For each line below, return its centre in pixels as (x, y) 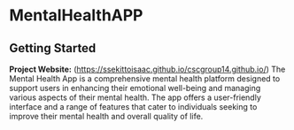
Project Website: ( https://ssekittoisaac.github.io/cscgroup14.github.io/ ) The (147, 69)
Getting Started (53, 48)
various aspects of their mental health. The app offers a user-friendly (135, 97)
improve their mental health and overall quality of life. (106, 116)
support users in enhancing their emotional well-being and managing (135, 88)
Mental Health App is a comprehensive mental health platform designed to (145, 79)
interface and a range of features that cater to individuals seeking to (133, 107)
